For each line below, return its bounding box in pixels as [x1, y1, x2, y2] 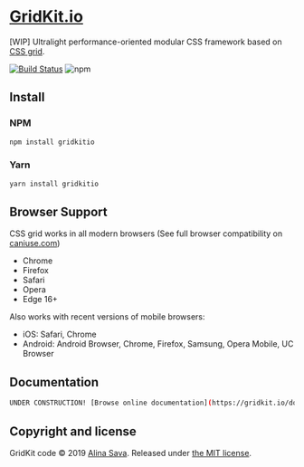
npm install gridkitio [9, 138, 95, 147]
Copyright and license [9, 424, 138, 439]
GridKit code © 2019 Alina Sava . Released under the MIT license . [9, 447, 252, 458]
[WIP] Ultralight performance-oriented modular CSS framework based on [9, 36, 282, 47]
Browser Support [9, 205, 109, 220]
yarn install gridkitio [9, 179, 100, 188]
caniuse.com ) [9, 238, 61, 249]
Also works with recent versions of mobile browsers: [9, 311, 205, 322]
